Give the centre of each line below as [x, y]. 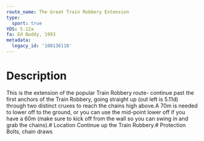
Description [37, 76]
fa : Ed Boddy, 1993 [31, 35]
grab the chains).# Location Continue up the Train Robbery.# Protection [96, 125]
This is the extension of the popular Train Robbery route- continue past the [100, 92]
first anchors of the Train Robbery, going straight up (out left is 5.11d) [92, 99]
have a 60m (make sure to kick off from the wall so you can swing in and [97, 119]
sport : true [27, 23]
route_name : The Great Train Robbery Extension [68, 12]
